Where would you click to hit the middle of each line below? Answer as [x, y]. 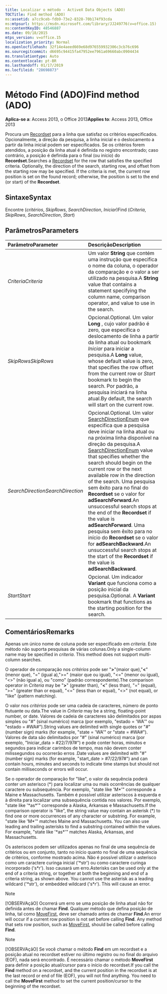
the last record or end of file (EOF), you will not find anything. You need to [81, 976]
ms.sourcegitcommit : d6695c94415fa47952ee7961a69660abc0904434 [72, 51]
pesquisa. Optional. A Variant [122, 595]
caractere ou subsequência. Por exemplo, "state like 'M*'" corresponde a [81, 789]
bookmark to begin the [114, 380]
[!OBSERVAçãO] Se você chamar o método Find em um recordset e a [76, 949]
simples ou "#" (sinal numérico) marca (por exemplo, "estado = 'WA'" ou [80, 722]
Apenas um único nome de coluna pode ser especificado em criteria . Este [81, 644]
